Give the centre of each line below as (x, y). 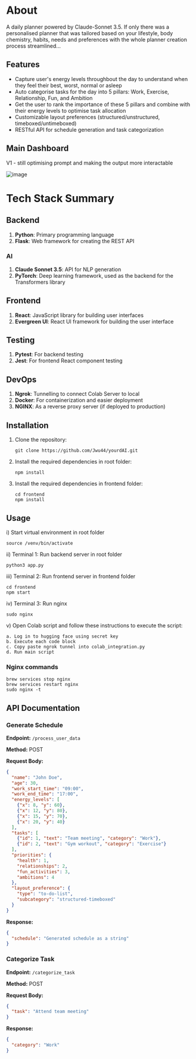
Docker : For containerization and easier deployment (79, 400)
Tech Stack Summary (60, 198)
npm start (18, 592)
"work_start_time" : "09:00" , (48, 788)
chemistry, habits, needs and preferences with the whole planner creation (97, 39)
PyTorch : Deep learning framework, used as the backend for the (94, 275)
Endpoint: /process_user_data (43, 738)
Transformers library (40, 282)
